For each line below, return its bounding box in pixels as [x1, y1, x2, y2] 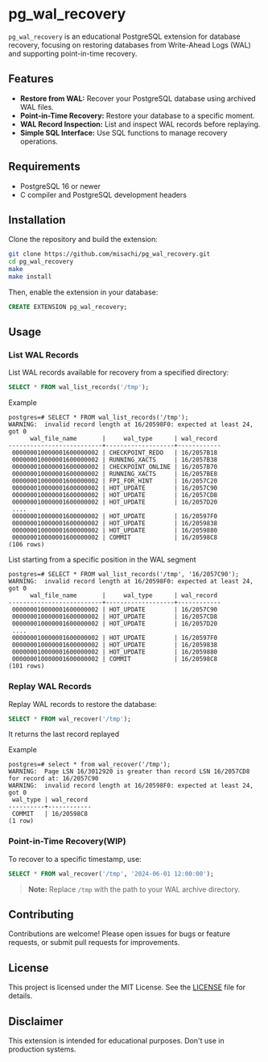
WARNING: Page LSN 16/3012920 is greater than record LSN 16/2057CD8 [8, 767, 250, 776]
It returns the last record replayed [8, 730, 120, 739]
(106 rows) [8, 541, 45, 549]
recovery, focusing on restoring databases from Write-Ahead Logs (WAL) [8, 40, 251, 49]
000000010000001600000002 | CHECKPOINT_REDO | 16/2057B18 [11, 449, 218, 457]
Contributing [8, 908, 74, 922]
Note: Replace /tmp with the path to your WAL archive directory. [27, 884, 241, 894]
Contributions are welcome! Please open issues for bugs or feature [8, 929, 231, 939]
